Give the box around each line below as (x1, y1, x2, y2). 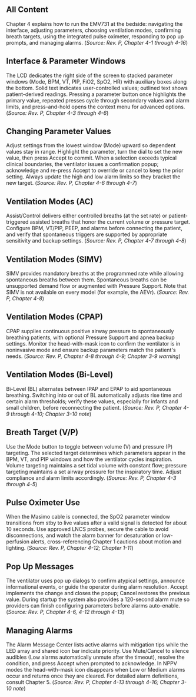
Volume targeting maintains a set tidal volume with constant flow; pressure (6, 462, 187, 469)
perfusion (6, 538, 30, 545)
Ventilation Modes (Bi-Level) (6, 370, 114, 380)
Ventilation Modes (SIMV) (6, 254, 103, 264)
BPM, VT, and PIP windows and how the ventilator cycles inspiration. (6, 456, 172, 463)
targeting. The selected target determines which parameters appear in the (6, 449, 186, 456)
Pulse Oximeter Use (6, 497, 81, 507)
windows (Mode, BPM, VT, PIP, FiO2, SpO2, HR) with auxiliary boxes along (6, 78, 187, 85)
